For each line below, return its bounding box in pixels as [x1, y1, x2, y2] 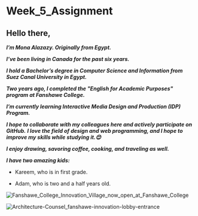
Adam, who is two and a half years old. [14, 180, 111, 187]
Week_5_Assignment [6, 4, 113, 18]
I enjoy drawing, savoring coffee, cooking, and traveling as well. [6, 145, 169, 152]
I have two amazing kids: [6, 157, 70, 164]
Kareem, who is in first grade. [14, 169, 88, 175]
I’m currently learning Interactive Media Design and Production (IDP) [6, 103, 181, 110]
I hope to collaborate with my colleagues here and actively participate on [6, 121, 193, 128]
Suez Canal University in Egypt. [6, 74, 87, 80]
